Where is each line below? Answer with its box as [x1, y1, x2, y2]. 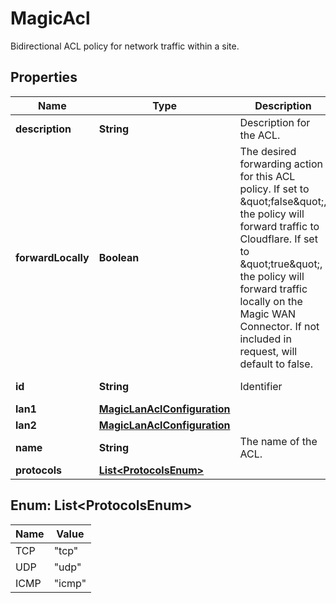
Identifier [239, 379, 283, 393]
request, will [239, 344, 298, 358]
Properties [10, 69, 78, 86]
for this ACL [239, 169, 296, 183]
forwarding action [239, 157, 324, 171]
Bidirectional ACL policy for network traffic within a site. [10, 40, 240, 52]
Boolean [98, 250, 140, 264]
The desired [239, 144, 297, 158]
